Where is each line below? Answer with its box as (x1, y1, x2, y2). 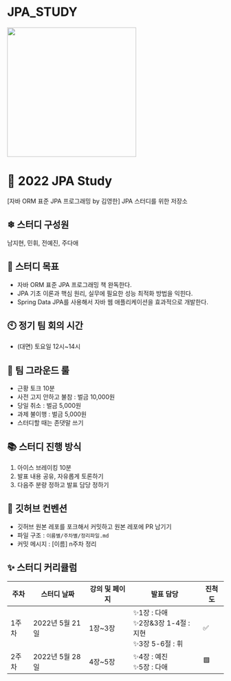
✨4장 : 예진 (133, 651, 168, 661)
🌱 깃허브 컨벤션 (7, 503, 67, 515)
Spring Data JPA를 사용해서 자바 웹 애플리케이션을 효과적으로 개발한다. (16, 297, 208, 306)
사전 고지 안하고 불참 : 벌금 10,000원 (16, 393, 115, 401)
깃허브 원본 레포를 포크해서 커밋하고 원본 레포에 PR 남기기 (16, 522, 172, 531)
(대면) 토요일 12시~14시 (16, 342, 81, 351)
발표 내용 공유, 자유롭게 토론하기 (16, 472, 104, 480)
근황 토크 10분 (16, 384, 55, 393)
